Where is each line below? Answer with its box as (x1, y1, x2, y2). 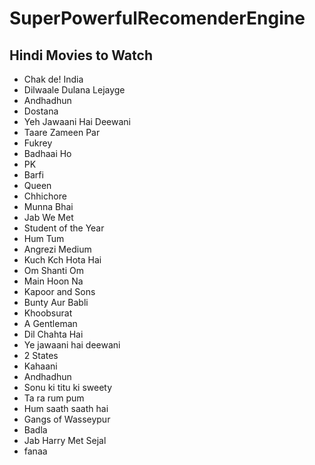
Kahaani (23, 360, 58, 372)
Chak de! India (23, 73, 84, 85)
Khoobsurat (23, 307, 73, 319)
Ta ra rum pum (23, 392, 85, 404)
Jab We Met (23, 212, 74, 223)
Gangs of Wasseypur (23, 413, 111, 425)
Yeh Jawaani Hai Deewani (23, 116, 131, 127)
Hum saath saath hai (23, 403, 109, 414)
